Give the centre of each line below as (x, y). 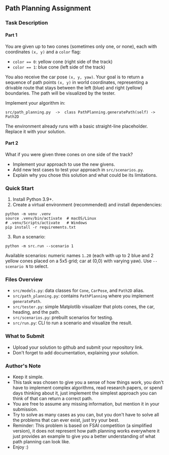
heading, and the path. (36, 312)
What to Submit (25, 336)
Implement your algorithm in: (35, 103)
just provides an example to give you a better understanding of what (84, 436)
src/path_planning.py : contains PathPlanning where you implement (83, 296)
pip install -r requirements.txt (41, 227)
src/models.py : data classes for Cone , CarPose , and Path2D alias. (78, 291)
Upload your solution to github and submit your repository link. (78, 347)
